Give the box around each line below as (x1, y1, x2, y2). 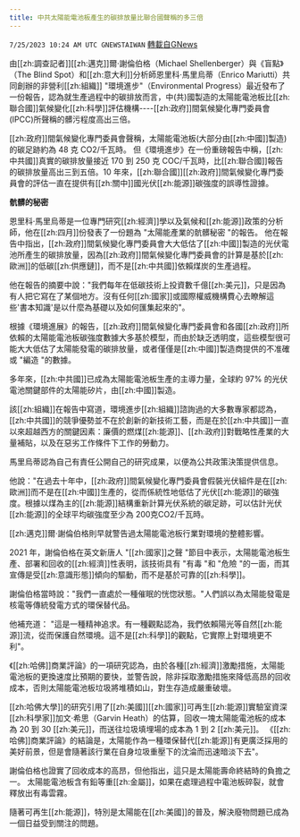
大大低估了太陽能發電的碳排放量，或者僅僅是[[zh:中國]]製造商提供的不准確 (16, 343, 290, 354)
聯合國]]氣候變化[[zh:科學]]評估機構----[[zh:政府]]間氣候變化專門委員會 (9, 102, 271, 113)
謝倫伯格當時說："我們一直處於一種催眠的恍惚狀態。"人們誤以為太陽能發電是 (9, 588, 291, 599)
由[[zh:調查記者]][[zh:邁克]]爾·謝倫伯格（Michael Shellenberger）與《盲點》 (9, 57, 284, 68)
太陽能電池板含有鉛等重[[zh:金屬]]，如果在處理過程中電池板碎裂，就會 (26, 776, 285, 787)
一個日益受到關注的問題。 (9, 817, 104, 828)
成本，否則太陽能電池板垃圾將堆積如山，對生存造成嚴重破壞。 (9, 682, 237, 693)
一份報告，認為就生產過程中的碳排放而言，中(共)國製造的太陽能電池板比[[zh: (9, 91, 290, 102)
